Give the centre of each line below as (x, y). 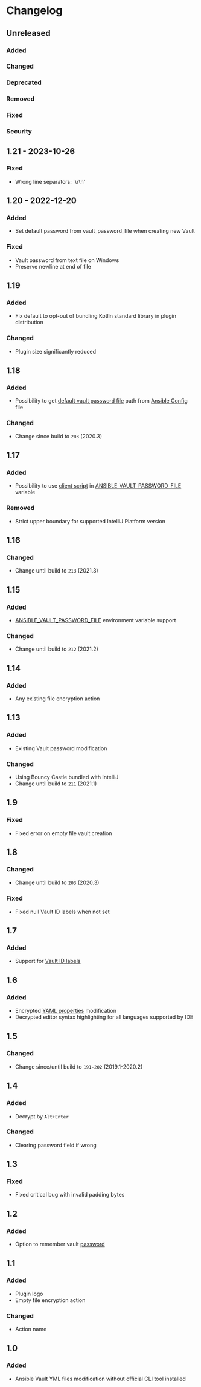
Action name (31, 1329)
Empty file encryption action (50, 1300)
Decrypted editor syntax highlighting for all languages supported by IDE (104, 1017)
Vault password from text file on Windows (67, 260)
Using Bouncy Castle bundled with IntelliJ (67, 777)
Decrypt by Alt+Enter (42, 1116)
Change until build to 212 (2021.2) (56, 649)
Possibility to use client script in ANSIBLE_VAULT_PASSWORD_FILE (98, 486)
